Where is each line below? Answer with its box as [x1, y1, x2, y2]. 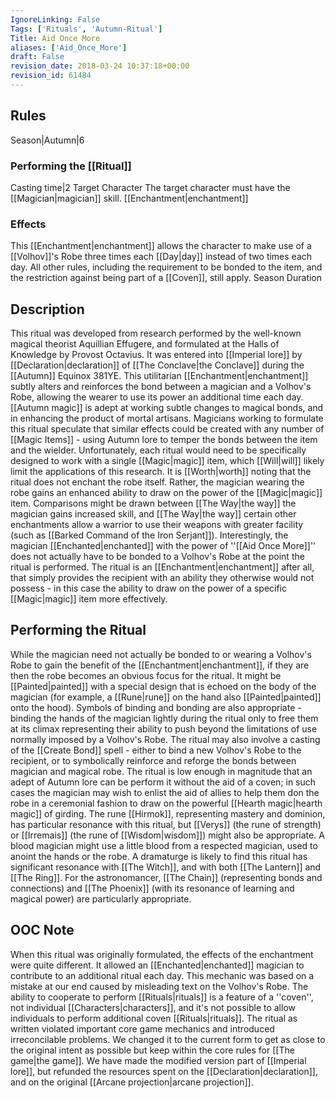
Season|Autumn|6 [10, 134, 85, 146]
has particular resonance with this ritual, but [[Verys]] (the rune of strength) [10, 818, 322, 830]
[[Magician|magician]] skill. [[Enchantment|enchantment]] [10, 192, 249, 204]
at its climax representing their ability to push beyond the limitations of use [10, 722, 318, 735]
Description [10, 301, 85, 318]
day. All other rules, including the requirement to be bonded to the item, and [10, 261, 323, 273]
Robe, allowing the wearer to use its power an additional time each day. [10, 391, 304, 403]
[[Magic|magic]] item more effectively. [10, 593, 168, 605]
